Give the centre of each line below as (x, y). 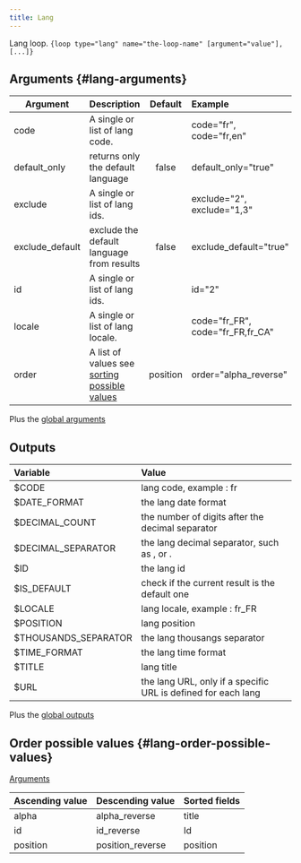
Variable (32, 473)
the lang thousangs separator (203, 638)
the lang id (163, 568)
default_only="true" (233, 168)
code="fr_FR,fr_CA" (232, 332)
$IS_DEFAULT (43, 589)
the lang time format (184, 652)
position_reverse (131, 845)
